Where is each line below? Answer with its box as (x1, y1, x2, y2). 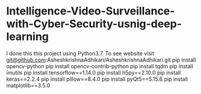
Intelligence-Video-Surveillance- (6, 4, 175, 18)
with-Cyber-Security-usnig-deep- (6, 17, 182, 31)
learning (6, 30, 49, 43)
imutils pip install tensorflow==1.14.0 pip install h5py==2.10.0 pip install (6, 69, 181, 76)
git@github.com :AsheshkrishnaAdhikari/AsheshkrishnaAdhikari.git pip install (6, 56, 196, 63)
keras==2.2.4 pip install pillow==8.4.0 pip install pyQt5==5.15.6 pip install (6, 75, 188, 83)
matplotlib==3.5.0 (6, 81, 51, 89)
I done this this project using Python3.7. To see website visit (6, 49, 155, 57)
